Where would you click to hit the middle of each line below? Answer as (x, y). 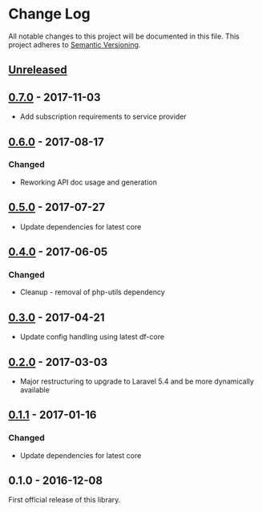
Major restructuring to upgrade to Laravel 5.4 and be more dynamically (137, 381)
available (34, 389)
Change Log (49, 14)
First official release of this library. (64, 500)
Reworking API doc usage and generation (89, 182)
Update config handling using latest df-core (92, 337)
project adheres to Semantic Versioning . (75, 44)
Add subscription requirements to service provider (103, 116)
